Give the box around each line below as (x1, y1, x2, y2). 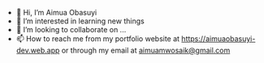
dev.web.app (15, 45, 60, 55)
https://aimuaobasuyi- (181, 34, 256, 44)
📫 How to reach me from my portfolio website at (15, 34, 180, 44)
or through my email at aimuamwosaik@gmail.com (61, 45, 231, 55)
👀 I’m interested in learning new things (15, 16, 145, 26)
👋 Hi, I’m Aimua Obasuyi (15, 8, 97, 17)
